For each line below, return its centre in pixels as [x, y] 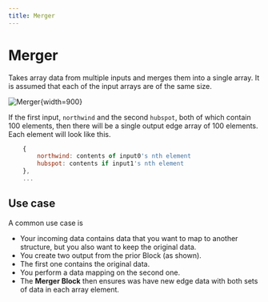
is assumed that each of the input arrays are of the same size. [110, 86]
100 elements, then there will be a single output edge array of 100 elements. [133, 126]
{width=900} [61, 102]
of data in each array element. [70, 289]
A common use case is [46, 223]
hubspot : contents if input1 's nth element [110, 164]
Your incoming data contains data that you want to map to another [129, 238]
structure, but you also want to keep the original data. [108, 247]
